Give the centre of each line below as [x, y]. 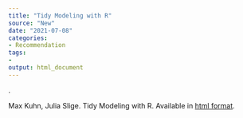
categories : [28, 38]
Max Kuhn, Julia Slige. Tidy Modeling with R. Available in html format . [121, 105]
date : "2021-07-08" [41, 30]
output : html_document [46, 68]
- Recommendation [37, 45]
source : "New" [32, 23]
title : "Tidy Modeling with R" [60, 16]
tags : [17, 53]
